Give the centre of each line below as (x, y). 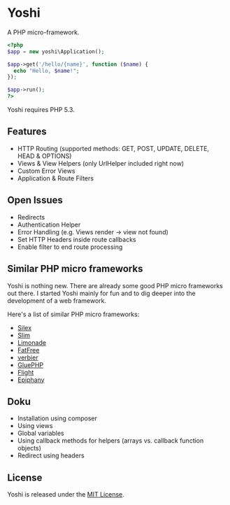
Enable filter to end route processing (70, 247)
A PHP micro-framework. (43, 32)
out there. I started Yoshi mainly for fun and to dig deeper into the (101, 293)
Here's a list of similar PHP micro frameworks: (73, 314)
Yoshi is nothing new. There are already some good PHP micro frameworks (115, 285)
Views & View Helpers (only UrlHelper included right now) (100, 163)
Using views (35, 426)
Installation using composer (57, 418)
